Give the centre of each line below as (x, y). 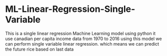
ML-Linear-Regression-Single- (70, 9)
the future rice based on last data (39, 49)
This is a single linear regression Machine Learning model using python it (80, 33)
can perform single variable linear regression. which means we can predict (82, 44)
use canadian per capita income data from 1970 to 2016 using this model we (83, 39)
